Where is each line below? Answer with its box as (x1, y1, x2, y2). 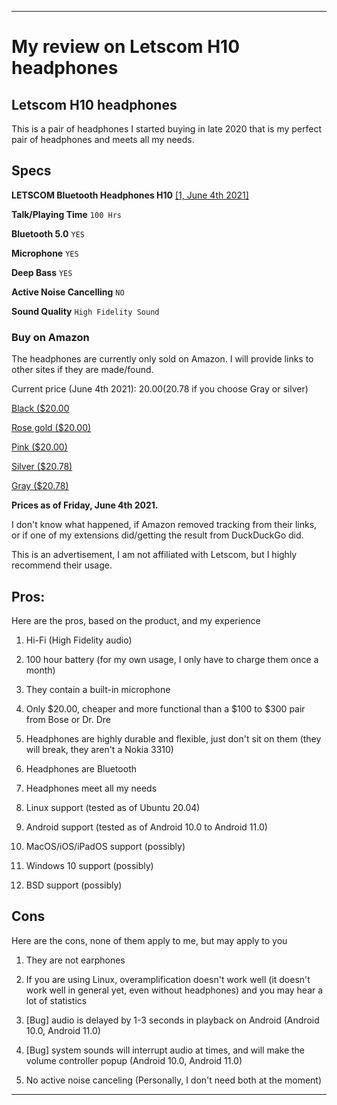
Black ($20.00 (11, 402, 70, 415)
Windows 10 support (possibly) (25, 859, 154, 871)
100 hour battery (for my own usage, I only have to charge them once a (25, 653, 319, 665)
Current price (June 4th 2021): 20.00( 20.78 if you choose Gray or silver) (11, 383, 309, 395)
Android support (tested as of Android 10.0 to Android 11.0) (25, 821, 268, 833)
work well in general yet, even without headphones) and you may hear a (25, 984, 324, 996)
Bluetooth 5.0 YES (11, 227, 85, 240)
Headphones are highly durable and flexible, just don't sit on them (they (25, 732, 322, 745)
